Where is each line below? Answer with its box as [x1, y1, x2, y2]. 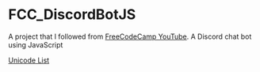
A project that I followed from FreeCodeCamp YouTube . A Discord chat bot [8, 32, 252, 41]
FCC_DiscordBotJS [8, 6, 136, 24]
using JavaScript [8, 40, 63, 49]
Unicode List [8, 55, 50, 65]
